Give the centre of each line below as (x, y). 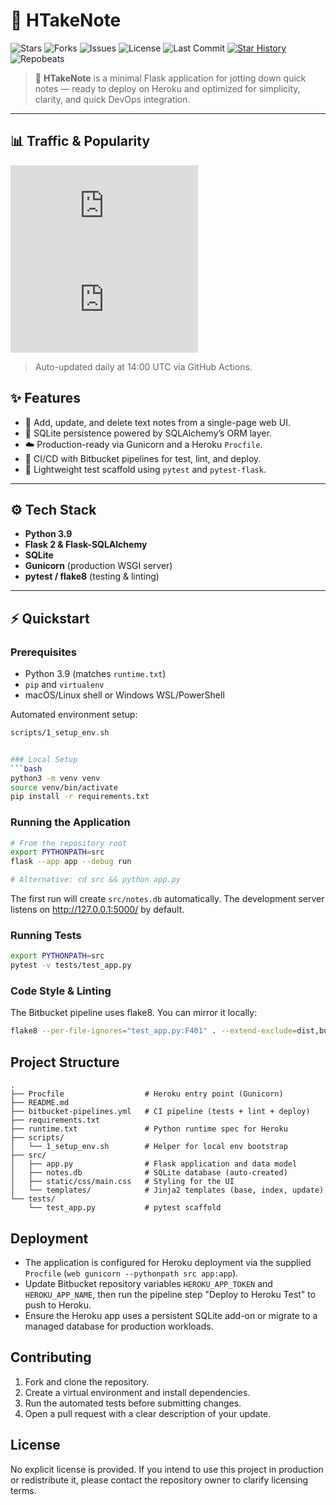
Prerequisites (43, 652)
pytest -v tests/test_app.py (71, 965)
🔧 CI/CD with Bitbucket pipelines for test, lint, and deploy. (143, 458)
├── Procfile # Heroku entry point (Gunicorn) (147, 1094)
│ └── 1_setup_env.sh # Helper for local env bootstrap (149, 1147)
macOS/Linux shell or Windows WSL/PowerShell (124, 695)
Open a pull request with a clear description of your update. (148, 1413)
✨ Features (45, 398)
